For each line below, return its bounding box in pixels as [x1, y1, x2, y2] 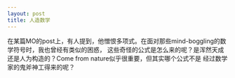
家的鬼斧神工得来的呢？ [7, 63, 75, 71]
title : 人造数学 [7, 17, 51, 24]
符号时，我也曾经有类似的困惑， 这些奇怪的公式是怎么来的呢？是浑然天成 [13, 45, 224, 54]
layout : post [7, 10, 46, 17]
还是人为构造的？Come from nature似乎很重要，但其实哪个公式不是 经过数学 [7, 54, 228, 63]
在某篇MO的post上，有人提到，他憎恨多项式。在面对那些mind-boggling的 [7, 36, 221, 45]
